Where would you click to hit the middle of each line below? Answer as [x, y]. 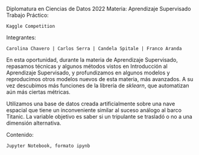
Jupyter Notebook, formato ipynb [48, 146]
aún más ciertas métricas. [38, 92]
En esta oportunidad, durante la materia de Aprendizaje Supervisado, [92, 60]
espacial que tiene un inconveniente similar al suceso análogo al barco [94, 110]
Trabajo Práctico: [28, 15]
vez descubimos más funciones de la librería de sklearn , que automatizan [98, 85]
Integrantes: [21, 38]
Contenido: [20, 135]
